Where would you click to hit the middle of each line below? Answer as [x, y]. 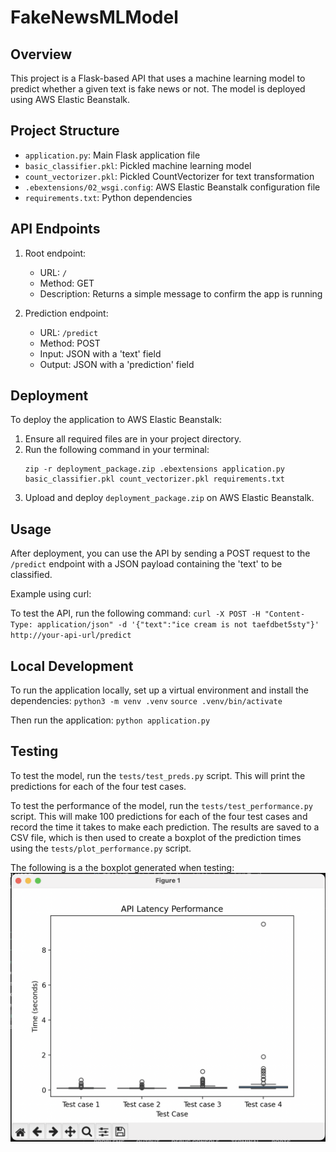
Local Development [72, 666]
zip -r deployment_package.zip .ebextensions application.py [155, 469]
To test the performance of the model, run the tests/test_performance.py [162, 805]
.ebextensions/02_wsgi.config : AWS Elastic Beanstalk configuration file [172, 187]
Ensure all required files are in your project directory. [133, 439]
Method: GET [67, 283]
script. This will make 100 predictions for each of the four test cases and [159, 816]
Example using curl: [51, 594]
